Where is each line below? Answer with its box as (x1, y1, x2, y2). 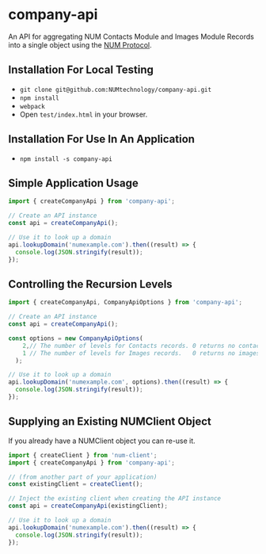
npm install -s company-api (19, 155, 112, 163)
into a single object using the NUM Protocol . (8, 40, 152, 49)
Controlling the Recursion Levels (8, 277, 173, 291)
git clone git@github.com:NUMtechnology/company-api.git (19, 86, 212, 94)
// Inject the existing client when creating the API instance (8, 495, 222, 502)
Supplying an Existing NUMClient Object (8, 415, 211, 429)
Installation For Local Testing (8, 63, 154, 77)
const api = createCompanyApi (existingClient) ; (8, 502, 169, 510)
